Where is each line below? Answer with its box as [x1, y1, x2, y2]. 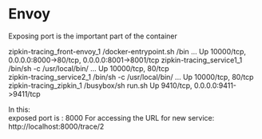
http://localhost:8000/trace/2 [8, 121, 105, 131]
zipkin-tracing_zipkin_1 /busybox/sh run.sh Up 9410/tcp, [8, 81, 193, 90]
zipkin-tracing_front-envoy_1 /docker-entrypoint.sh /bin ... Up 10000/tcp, [8, 46, 246, 56]
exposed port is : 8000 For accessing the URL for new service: [8, 113, 215, 122]
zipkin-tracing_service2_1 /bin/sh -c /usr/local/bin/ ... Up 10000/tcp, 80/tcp [8, 72, 254, 81]
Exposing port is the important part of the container [8, 31, 177, 41]
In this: [8, 105, 30, 114]
